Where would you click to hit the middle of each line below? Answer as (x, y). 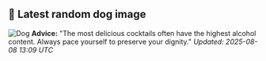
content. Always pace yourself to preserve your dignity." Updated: (116, 41)
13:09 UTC (36, 50)
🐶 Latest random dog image (77, 14)
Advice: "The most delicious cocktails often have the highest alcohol (144, 33)
